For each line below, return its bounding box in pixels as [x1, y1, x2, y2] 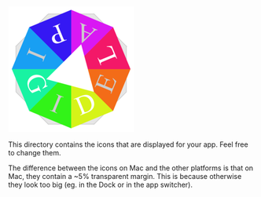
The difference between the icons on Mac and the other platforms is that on [8, 163, 254, 173]
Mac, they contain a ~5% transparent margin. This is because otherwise [8, 172, 242, 181]
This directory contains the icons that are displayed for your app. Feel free [8, 140, 249, 149]
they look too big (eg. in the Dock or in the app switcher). [8, 180, 193, 189]
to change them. [8, 148, 61, 157]
